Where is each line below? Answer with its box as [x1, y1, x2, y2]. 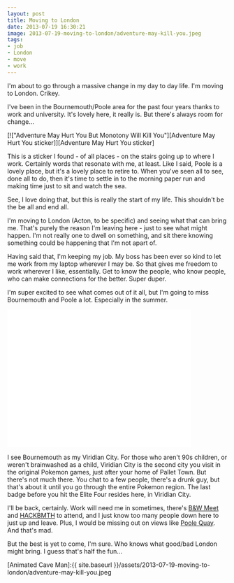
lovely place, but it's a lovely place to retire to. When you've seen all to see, [7, 167, 224, 175]
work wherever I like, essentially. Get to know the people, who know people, [7, 267, 226, 275]
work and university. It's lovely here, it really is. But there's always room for [7, 110, 224, 118]
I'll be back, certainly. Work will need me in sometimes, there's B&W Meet [7, 503, 219, 512]
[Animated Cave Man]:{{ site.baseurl [7, 561, 112, 569]
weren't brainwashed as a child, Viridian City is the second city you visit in [7, 460, 221, 469]
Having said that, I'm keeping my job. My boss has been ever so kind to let [7, 252, 221, 260]
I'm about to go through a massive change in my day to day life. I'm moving [7, 81, 224, 90]
